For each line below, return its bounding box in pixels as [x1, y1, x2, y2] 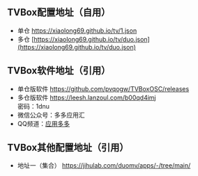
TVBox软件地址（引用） [7, 65, 111, 77]
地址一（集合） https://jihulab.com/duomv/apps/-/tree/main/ [17, 161, 191, 170]
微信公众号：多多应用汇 [17, 111, 85, 119]
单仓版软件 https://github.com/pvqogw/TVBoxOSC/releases [17, 84, 190, 93]
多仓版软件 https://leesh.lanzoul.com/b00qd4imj [17, 93, 156, 102]
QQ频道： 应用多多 [17, 119, 70, 127]
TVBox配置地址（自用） [7, 6, 111, 19]
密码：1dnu [17, 102, 50, 110]
